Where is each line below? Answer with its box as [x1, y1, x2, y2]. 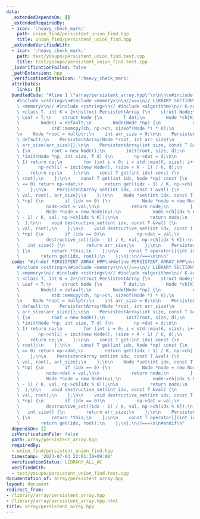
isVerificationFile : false [11, 431, 79, 437]
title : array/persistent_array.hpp [6, 503, 95, 509]
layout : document [6, 481, 49, 487]
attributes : [11, 81, 42, 87]
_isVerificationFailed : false [11, 64, 86, 71]
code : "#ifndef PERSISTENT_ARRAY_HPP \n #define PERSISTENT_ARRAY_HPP [11, 259, 185, 265]
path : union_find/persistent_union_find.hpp [17, 31, 129, 37]
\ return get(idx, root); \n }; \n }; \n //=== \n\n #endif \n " [17, 420, 185, 426]
